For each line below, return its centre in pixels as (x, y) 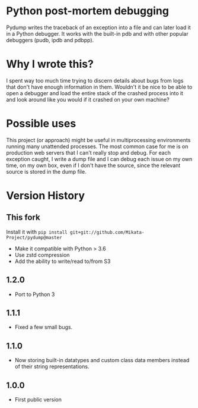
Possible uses (41, 124)
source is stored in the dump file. (47, 171)
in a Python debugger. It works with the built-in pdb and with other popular (97, 33)
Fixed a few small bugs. (44, 327)
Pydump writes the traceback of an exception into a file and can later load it (98, 27)
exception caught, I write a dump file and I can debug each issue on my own (99, 159)
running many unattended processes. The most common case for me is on (97, 146)
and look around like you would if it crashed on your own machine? (88, 99)
